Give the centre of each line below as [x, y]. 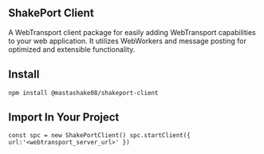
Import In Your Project [64, 118]
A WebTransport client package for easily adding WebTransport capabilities [132, 32]
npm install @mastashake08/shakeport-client [83, 93]
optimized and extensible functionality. [72, 49]
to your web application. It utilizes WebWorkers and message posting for [128, 41]
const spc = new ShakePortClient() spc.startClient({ [100, 136]
